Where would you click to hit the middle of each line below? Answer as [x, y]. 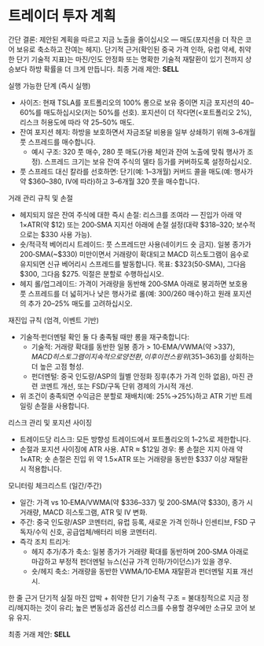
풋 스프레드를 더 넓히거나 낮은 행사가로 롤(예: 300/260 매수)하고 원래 [125, 293]
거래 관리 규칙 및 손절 [40, 198]
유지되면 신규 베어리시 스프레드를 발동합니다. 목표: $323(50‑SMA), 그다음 [132, 264]
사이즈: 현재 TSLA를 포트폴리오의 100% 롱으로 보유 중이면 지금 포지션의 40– [136, 102]
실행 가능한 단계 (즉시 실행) [49, 85]
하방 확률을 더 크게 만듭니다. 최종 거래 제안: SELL [104, 69]
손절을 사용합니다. [62, 406]
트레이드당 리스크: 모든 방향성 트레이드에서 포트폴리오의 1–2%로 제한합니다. [135, 439]
